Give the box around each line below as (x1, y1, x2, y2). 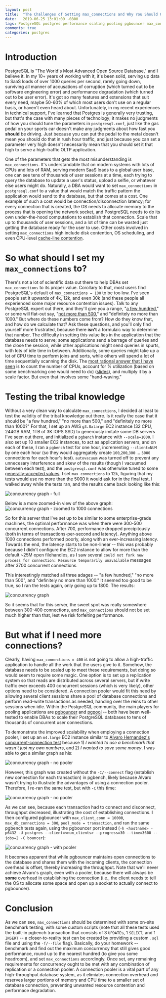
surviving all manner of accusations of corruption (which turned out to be (5, 84, 155, 90)
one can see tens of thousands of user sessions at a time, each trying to (5, 172, 152, 178)
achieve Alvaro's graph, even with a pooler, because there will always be (5, 869, 153, 875)
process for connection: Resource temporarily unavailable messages (5, 557, 152, 563)
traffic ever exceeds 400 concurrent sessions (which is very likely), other (5, 682, 154, 688)
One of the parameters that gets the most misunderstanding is (5, 156, 132, 162)
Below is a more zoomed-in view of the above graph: (5, 500, 113, 506)
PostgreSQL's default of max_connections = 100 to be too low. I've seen (5, 290, 150, 296)
